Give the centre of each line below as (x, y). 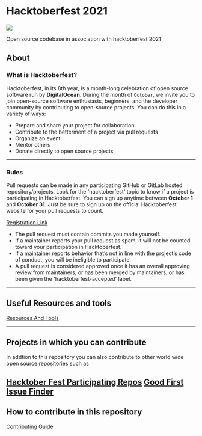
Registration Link (27, 222)
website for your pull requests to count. (55, 210)
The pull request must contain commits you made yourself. (88, 234)
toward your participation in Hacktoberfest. (68, 247)
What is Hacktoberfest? (41, 75)
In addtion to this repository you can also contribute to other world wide (95, 357)
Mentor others (32, 144)
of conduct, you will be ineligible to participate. (73, 259)
